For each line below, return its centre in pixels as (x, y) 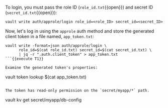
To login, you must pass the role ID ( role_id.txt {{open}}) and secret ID (79, 7)
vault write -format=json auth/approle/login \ (56, 46)
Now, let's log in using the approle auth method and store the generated (80, 31)
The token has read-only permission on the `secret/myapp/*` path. (77, 90)
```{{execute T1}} (24, 59)
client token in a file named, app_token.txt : (50, 36)
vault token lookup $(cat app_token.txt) (46, 77)
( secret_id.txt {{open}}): (31, 13)
